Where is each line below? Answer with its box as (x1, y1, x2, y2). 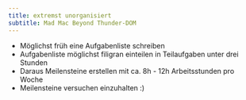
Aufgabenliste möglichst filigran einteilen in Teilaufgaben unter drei (19, 49, 240, 59)
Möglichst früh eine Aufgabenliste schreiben (19, 40, 165, 50)
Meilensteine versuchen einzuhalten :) (19, 83, 145, 92)
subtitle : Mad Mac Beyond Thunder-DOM (8, 19, 136, 27)
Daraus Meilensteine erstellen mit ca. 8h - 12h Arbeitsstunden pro (19, 66, 235, 75)
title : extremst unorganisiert (8, 11, 112, 20)
